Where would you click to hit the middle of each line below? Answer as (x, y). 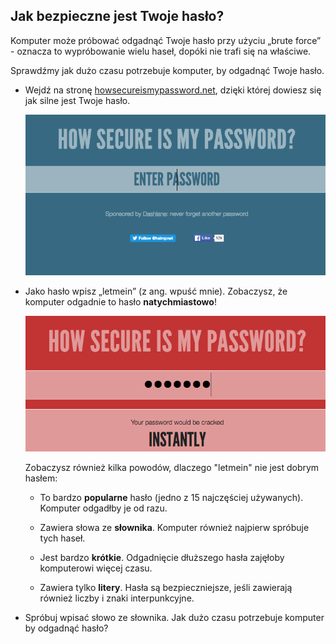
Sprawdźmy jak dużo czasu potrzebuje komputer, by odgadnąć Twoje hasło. (167, 70)
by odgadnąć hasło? (66, 628)
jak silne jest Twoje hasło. (77, 100)
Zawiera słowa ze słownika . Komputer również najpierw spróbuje (174, 528)
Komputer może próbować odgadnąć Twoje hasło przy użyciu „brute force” (166, 40)
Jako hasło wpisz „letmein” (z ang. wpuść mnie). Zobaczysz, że (156, 291)
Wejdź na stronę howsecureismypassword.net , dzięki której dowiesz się (173, 90)
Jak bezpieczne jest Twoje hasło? (117, 16)
